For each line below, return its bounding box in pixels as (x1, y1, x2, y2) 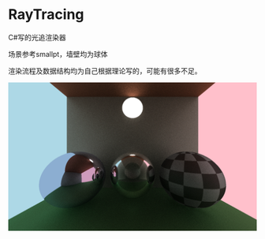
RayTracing (8, 6, 84, 24)
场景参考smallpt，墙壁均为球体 (8, 49, 108, 58)
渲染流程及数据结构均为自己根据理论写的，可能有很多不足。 (8, 65, 202, 76)
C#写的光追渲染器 (8, 32, 67, 42)
